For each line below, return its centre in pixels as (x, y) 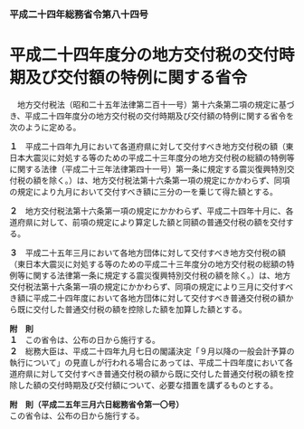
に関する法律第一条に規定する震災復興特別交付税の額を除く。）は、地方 (158, 275)
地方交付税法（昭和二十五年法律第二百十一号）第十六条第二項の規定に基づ (156, 104)
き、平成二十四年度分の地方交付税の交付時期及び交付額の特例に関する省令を (152, 116)
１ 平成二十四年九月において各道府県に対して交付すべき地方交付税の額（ (148, 146)
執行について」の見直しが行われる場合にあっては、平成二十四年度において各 (152, 362)
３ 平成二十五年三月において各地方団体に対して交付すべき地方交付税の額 (148, 253)
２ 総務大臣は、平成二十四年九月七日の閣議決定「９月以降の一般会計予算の (152, 351)
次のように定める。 (45, 127)
